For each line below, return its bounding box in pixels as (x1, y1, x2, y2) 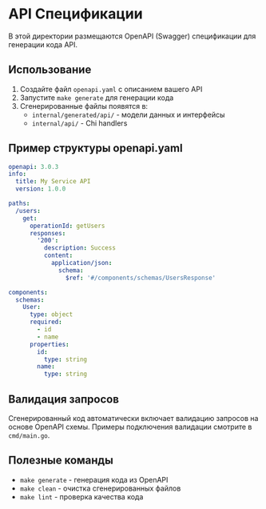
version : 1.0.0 (15, 185, 66, 193)
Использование (8, 63, 92, 77)
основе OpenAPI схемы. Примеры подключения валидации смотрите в (8, 422, 252, 431)
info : (8, 170, 26, 178)
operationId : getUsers (29, 222, 105, 230)
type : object (29, 311, 73, 319)
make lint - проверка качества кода (19, 491, 144, 501)
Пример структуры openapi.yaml (8, 142, 183, 155)
